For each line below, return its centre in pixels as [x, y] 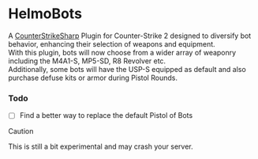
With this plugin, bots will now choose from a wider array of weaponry [122, 52]
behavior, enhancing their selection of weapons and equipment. [112, 44]
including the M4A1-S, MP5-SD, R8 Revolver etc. [87, 61]
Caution [21, 131]
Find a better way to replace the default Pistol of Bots [106, 115]
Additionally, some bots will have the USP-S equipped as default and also [127, 69]
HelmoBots [45, 14]
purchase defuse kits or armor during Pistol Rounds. [93, 78]
